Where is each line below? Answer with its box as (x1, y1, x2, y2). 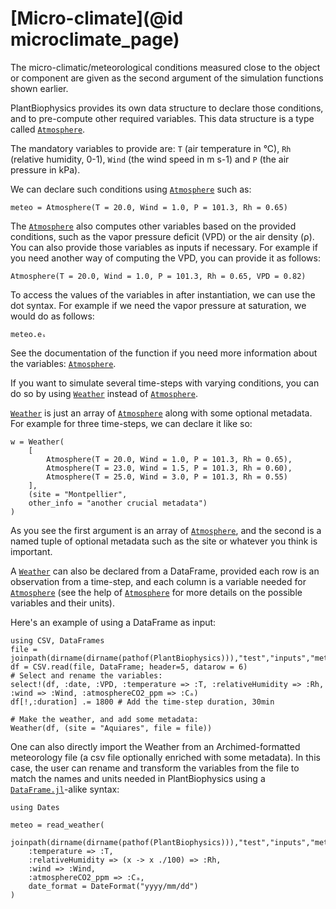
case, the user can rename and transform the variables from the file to (10, 762, 300, 774)
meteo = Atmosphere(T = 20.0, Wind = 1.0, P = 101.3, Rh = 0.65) (10, 202, 288, 212)
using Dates (10, 802, 60, 812)
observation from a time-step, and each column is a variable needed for (10, 575, 307, 587)
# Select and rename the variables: (10, 670, 163, 681)
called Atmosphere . (10, 123, 86, 135)
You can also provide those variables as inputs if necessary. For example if (10, 241, 318, 253)
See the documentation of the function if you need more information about (10, 347, 318, 359)
